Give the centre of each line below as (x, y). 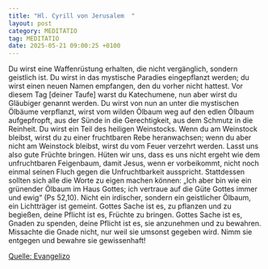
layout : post (30, 23)
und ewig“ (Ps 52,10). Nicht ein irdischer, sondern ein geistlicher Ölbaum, (130, 198)
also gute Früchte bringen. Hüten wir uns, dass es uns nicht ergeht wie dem (134, 155)
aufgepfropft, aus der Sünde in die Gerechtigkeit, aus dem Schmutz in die (131, 120)
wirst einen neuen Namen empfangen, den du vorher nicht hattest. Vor (126, 86)
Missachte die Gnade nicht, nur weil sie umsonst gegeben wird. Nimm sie (130, 232)
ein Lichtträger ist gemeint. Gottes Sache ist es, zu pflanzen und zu (120, 206)
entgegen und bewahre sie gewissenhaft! (77, 241)
